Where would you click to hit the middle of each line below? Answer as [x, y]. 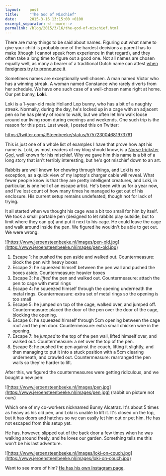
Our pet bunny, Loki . [26, 95]
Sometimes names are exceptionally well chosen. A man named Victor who [82, 79]
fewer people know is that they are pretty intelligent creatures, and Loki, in [81, 181]
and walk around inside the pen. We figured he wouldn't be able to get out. [82, 227]
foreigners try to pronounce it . [36, 69]
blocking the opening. [35, 315]
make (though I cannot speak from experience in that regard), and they [78, 53]
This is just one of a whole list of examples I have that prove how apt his [79, 144]
